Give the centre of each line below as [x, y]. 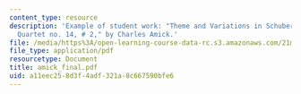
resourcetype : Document [54, 59]
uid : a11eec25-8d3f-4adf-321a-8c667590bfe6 [92, 76]
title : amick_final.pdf [54, 68]
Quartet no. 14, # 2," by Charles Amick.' [98, 34]
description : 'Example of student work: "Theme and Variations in [136, 26]
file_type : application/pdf [62, 51]
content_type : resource [54, 17]
